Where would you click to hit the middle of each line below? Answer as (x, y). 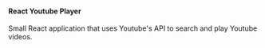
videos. (20, 37)
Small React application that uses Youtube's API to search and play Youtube (133, 28)
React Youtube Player (45, 11)
